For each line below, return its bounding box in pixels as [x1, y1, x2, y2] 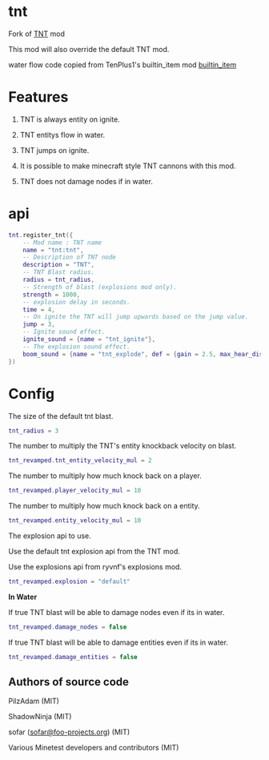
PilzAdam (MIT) [8, 696, 60, 706]
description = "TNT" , [22, 261, 94, 269]
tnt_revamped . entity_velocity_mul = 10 [8, 517, 142, 525]
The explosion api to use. [8, 531, 92, 541]
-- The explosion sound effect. [22, 343, 130, 351]
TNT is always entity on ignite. [19, 115, 120, 124]
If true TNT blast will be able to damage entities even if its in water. [8, 637, 228, 647]
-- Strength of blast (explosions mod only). [22, 283, 178, 291]
